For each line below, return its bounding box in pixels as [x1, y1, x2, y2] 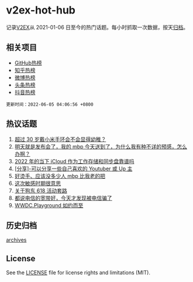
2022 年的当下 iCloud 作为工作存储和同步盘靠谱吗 [14, 157, 135, 164]
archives [6, 236, 27, 244]
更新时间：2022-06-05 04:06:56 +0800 [6, 101, 94, 108]
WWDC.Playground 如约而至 [14, 202, 84, 209]
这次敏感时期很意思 [14, 180, 61, 187]
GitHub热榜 [14, 59, 42, 66]
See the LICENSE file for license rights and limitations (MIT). [6, 269, 151, 276]
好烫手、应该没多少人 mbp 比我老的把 [14, 172, 106, 179]
